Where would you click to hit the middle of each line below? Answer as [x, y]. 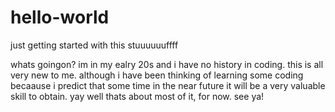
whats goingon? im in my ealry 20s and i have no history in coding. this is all [167, 64]
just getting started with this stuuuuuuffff [94, 45]
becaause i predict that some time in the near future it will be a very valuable [168, 85]
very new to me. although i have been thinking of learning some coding [157, 75]
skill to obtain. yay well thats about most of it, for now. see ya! [137, 96]
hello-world [60, 17]
